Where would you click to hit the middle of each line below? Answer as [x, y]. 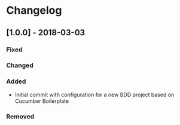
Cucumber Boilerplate [42, 101]
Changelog [34, 10]
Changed [20, 65]
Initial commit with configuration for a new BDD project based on [94, 94]
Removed [20, 116]
